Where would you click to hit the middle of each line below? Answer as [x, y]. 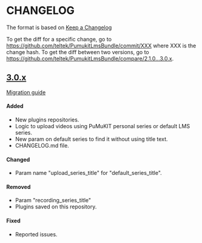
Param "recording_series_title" [53, 200]
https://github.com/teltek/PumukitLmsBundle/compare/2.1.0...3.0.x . [90, 58]
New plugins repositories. [47, 120]
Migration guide [26, 92]
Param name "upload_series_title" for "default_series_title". [88, 173]
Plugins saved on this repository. [56, 207]
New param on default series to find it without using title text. [91, 139]
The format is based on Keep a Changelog [59, 27]
